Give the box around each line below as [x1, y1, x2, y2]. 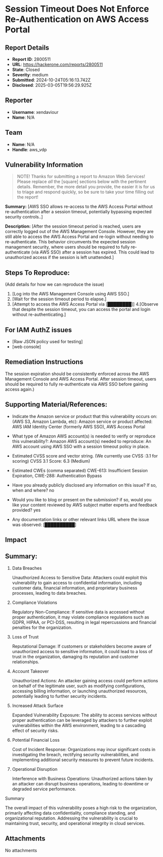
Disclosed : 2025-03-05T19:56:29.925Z [12, 82, 92, 88]
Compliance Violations [12, 600, 57, 605]
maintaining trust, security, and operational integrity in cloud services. [5, 820, 145, 826]
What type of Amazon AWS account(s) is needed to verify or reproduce [12, 433, 156, 439]
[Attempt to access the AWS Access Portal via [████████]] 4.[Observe [12, 301, 159, 307]
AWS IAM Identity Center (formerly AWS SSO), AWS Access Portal [12, 423, 145, 429]
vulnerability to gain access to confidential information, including [12, 580, 142, 585]
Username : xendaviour [12, 109, 59, 115]
